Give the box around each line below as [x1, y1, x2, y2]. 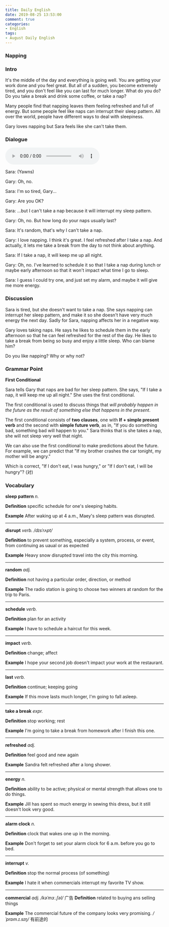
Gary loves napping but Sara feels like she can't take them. [5, 123, 127, 129]
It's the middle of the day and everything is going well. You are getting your [5, 77, 161, 83]
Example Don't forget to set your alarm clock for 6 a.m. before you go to [5, 840, 155, 846]
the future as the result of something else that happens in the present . [5, 407, 151, 413]
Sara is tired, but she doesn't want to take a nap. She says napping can [5, 306, 152, 312]
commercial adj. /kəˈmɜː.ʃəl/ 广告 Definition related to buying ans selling [5, 895, 155, 901]
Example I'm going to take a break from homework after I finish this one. [5, 727, 155, 734]
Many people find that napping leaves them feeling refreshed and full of [5, 103, 154, 109]
